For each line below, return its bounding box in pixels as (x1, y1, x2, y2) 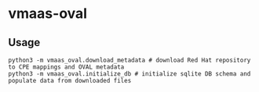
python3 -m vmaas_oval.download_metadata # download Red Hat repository (8, 56, 251, 64)
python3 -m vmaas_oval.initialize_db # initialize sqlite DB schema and (8, 70, 251, 78)
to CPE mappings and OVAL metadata (8, 63, 125, 71)
